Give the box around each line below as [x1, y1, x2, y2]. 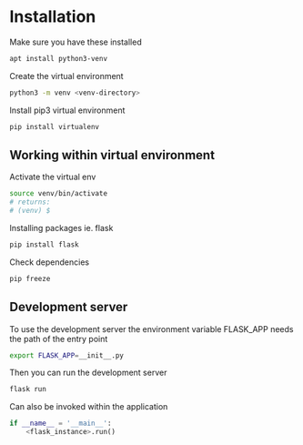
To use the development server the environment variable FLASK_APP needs [9, 323, 294, 334]
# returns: [9, 197, 51, 207]
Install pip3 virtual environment [9, 105, 126, 116]
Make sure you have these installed [9, 36, 143, 47]
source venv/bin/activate [9, 189, 107, 198]
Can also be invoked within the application [9, 401, 168, 412]
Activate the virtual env [9, 171, 96, 183]
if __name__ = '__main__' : [9, 419, 112, 429]
